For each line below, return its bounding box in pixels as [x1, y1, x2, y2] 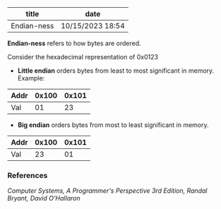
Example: [17, 74, 45, 82]
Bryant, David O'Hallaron [7, 194, 80, 203]
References [7, 170, 48, 180]
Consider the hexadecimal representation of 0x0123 [7, 53, 159, 61]
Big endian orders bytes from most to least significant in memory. [17, 121, 210, 129]
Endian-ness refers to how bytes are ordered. [7, 39, 141, 47]
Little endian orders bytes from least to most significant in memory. [17, 66, 215, 75]
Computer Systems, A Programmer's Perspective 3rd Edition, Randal [7, 186, 208, 195]
